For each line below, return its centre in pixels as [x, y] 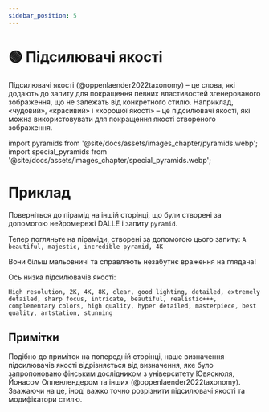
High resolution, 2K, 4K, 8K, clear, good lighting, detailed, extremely [134, 292]
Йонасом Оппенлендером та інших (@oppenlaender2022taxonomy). [124, 382]
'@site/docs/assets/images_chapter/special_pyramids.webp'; [110, 160]
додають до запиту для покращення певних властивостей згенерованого [134, 93]
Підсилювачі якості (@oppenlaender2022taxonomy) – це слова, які [122, 84]
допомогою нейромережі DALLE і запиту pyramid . [93, 223]
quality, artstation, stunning [61, 313]
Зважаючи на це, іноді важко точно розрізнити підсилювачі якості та [127, 391]
